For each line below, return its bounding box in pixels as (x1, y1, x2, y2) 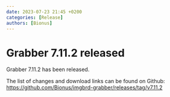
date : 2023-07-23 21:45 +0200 (6, 8, 83, 15)
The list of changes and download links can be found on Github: (6, 78, 165, 85)
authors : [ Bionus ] (6, 20, 52, 26)
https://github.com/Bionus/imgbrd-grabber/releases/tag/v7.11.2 (6, 84, 163, 91)
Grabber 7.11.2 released (6, 46, 125, 60)
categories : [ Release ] (6, 14, 63, 20)
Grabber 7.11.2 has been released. (6, 66, 90, 73)
